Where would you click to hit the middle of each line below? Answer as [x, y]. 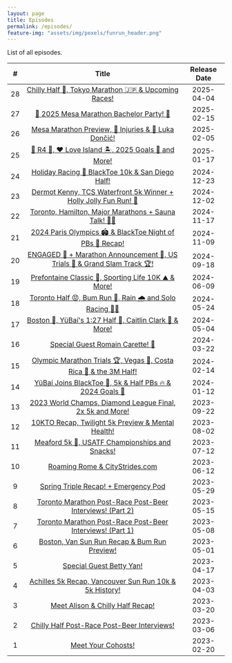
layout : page [26, 13]
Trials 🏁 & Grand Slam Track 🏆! [103, 264]
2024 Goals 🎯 [103, 392]
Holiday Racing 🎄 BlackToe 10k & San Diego [103, 172]
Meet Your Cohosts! [103, 645]
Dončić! [103, 138]
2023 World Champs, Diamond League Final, [103, 403]
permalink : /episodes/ [40, 26]
